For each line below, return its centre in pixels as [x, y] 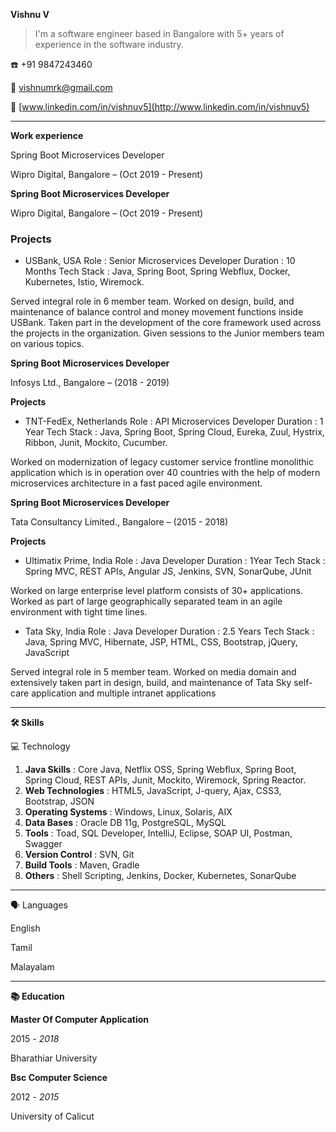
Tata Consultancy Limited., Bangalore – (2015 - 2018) [119, 522]
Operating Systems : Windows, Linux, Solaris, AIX [128, 812]
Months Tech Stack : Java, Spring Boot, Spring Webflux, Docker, [157, 271]
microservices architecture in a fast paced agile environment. [136, 483]
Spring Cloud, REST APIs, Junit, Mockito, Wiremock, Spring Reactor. [165, 780]
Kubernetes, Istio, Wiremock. [84, 282]
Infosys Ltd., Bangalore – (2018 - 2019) [90, 383]
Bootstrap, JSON [59, 801]
